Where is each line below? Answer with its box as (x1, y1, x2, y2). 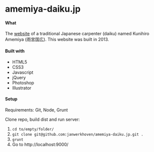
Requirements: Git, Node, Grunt (5, 107, 68, 113)
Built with (5, 48, 25, 54)
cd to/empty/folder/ (12, 127, 54, 131)
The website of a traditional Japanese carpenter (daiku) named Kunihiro (5, 31, 150, 37)
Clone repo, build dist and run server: (5, 116, 80, 122)
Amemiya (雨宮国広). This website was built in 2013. (5, 37, 109, 43)
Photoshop (12, 80, 34, 86)
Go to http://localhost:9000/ (12, 141, 69, 147)
